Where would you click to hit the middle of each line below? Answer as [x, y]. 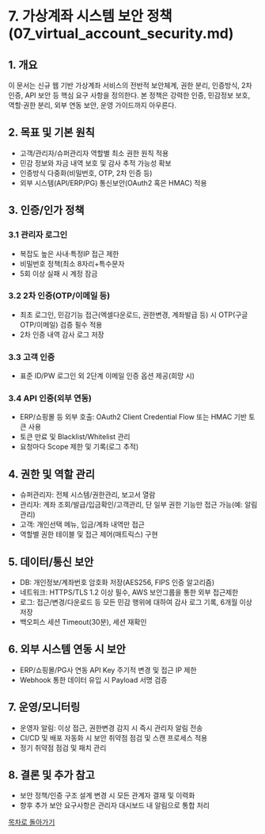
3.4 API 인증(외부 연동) [50, 399]
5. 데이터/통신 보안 [51, 562]
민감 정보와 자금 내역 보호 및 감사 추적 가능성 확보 [95, 163]
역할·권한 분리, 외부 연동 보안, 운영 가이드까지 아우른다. [92, 105]
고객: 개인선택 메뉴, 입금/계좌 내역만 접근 [82, 525]
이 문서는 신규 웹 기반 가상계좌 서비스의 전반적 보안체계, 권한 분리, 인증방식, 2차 [130, 85]
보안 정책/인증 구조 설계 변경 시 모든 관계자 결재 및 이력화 [107, 796]
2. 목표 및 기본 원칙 [51, 133]
